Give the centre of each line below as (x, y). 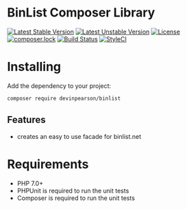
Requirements (48, 164)
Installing (34, 67)
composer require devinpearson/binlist (64, 98)
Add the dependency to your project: (59, 86)
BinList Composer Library (81, 13)
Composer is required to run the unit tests (76, 198)
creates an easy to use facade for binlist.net (79, 136)
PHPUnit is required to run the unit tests (73, 190)
